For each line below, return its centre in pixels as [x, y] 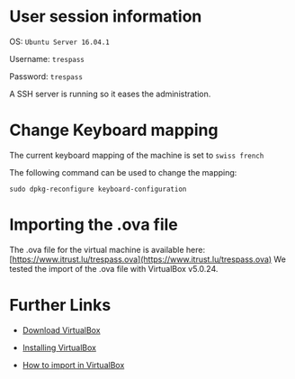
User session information [106, 17]
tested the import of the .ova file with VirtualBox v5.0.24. [114, 268]
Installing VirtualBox [59, 347]
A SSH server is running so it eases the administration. [110, 94]
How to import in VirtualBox [73, 365]
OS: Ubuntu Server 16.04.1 [60, 41]
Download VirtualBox [61, 329]
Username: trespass [47, 59]
